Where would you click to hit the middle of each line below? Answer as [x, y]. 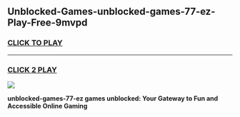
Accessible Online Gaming [47, 106]
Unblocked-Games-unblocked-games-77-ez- [111, 12]
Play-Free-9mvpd [47, 23]
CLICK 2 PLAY [32, 69]
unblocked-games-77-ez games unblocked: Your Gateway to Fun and [113, 98]
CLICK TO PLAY [35, 43]
